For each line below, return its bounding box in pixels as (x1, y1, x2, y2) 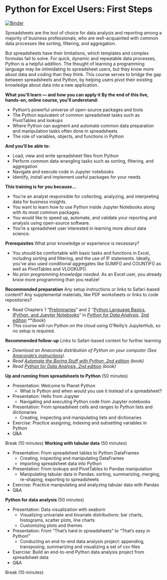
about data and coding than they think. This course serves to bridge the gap (5, 71, 162, 77)
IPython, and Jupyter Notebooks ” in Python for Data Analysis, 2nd (12, 312, 149, 318)
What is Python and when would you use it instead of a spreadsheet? (19, 388, 162, 394)
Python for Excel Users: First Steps (5, 4, 153, 15)
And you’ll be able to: (5, 143, 50, 149)
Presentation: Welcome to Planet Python (12, 382, 96, 388)
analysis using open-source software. (12, 220, 90, 226)
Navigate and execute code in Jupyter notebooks (12, 169, 114, 175)
